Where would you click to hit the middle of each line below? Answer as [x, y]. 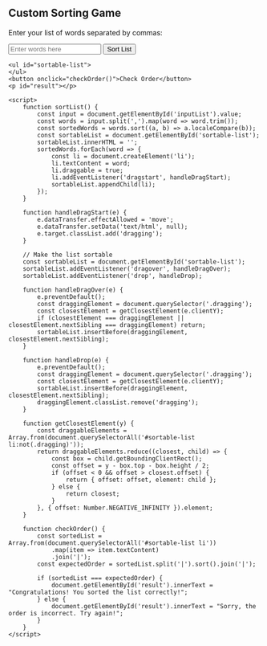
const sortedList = [70, 536]
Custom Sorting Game [65, 13]
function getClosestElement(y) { [79, 423]
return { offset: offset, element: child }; [141, 480]
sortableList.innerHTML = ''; [87, 142]
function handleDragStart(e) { [75, 212]
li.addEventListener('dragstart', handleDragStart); [141, 177]
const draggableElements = [82, 430]
